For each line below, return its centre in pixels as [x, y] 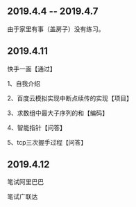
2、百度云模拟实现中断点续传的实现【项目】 [70, 98]
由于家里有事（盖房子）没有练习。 [56, 29]
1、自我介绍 [24, 83]
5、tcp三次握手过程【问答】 [47, 142]
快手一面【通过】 [32, 69]
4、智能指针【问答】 [37, 127]
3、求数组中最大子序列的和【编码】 [58, 113]
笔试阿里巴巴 [25, 182]
